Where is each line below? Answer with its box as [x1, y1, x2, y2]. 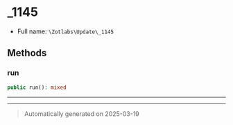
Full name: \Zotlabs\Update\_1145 [17, 27, 114, 35]
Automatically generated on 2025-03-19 [24, 109, 140, 118]
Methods [7, 47, 47, 59]
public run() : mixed [7, 84, 67, 91]
